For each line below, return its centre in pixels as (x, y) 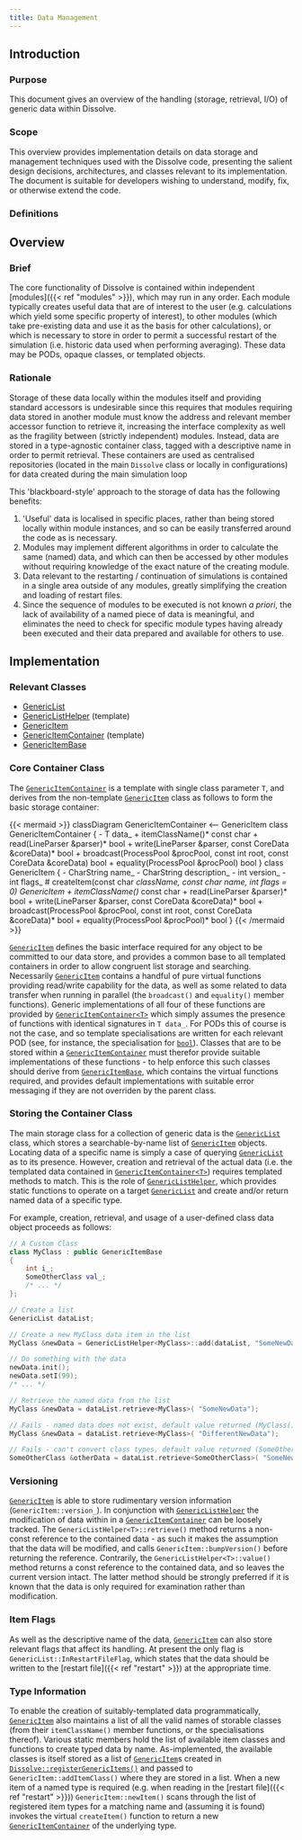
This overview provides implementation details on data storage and (134, 152)
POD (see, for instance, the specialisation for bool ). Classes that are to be (145, 1042)
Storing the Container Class (71, 1114)
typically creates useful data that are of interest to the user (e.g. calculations (151, 307)
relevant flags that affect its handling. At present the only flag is (127, 1648)
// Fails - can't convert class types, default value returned (130, 1450)
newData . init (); (40, 1368)
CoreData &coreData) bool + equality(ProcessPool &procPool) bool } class (147, 862)
